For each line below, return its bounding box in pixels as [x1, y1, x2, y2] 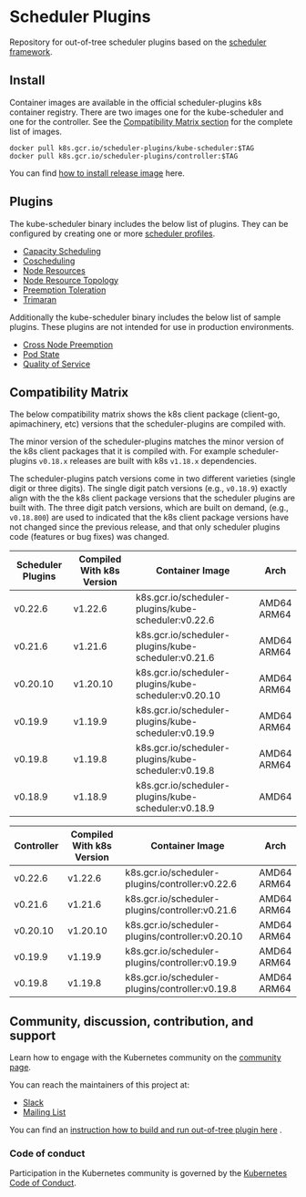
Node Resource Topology [22, 274, 119, 285]
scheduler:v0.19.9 [135, 727, 215, 739]
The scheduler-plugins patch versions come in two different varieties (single [9, 473, 296, 484]
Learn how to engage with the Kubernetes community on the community [9, 1052, 282, 1063]
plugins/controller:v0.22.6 [125, 878, 238, 891]
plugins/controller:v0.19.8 [125, 983, 238, 996]
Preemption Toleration [22, 284, 107, 295]
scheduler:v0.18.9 [135, 802, 215, 815]
